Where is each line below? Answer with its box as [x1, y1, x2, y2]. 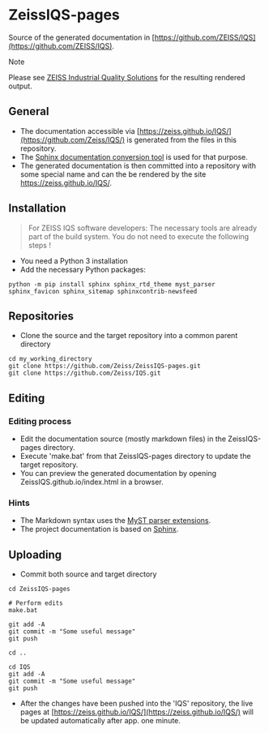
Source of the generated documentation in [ [8, 32, 156, 42]
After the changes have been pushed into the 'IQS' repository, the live [19, 699, 254, 709]
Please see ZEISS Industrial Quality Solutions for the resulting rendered [8, 72, 246, 82]
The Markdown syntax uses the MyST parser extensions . [19, 516, 211, 525]
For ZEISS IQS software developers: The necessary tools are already [28, 223, 258, 233]
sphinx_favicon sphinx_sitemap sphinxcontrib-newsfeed [8, 287, 198, 295]
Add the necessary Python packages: [19, 264, 146, 274]
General [8, 105, 50, 118]
